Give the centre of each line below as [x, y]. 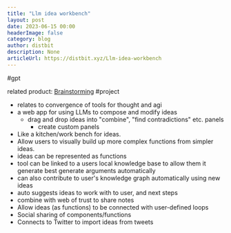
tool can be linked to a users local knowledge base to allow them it [112, 163]
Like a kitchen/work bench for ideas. [69, 134]
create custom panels [69, 126]
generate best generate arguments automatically [87, 170]
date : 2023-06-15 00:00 [41, 26]
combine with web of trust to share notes [76, 200]
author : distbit [30, 45]
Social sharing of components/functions [74, 214]
